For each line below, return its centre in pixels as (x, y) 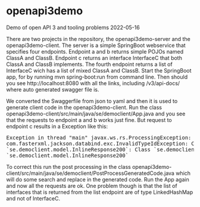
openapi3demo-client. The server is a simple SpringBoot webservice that (96, 45)
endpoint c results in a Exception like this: (57, 126)
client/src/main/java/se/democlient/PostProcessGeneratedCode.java (90, 173)
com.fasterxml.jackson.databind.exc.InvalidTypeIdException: (97, 143)
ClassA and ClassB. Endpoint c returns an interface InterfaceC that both (94, 58)
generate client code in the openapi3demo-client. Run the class (84, 107)
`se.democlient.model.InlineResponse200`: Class (78, 149)
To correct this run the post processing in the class (68, 167)
